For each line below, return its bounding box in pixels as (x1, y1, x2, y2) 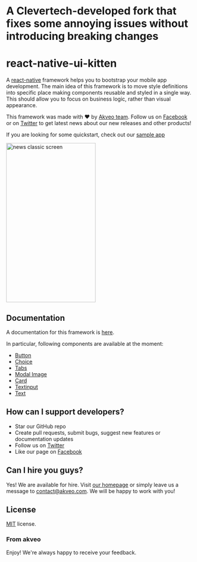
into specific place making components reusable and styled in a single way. (6, 89, 192, 96)
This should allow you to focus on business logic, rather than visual (6, 95, 171, 102)
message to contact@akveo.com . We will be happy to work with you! (6, 487, 176, 495)
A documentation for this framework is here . (6, 329, 115, 336)
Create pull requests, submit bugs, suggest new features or (14, 429, 161, 436)
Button (14, 351, 32, 358)
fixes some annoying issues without (6, 17, 189, 30)
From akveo (6, 535, 41, 544)
